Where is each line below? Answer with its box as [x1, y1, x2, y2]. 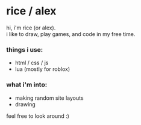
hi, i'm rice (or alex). [6, 24, 56, 31]
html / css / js [14, 59, 49, 67]
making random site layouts [14, 94, 84, 102]
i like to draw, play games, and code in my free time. [6, 30, 136, 37]
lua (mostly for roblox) [14, 66, 70, 73]
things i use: [6, 45, 43, 53]
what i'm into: [6, 81, 48, 89]
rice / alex [6, 4, 57, 18]
